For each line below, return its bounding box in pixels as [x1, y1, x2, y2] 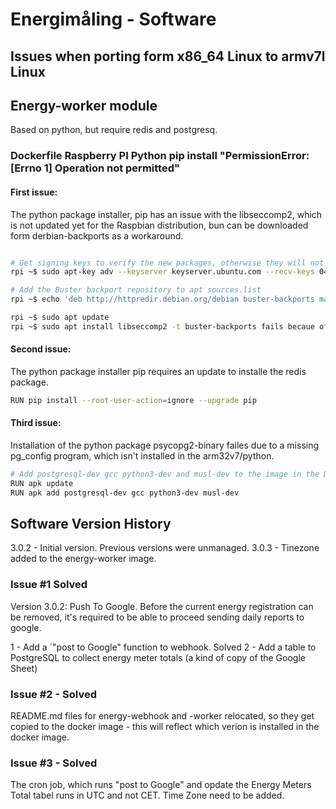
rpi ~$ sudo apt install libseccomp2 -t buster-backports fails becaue [10, 321, 315, 332]
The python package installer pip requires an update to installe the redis [10, 365, 307, 377]
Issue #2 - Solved [10, 687, 97, 701]
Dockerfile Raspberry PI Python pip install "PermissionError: [10, 149, 310, 163]
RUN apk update [10, 478, 74, 488]
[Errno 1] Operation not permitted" [10, 161, 180, 175]
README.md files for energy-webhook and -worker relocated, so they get [10, 710, 315, 722]
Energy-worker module [10, 97, 158, 114]
